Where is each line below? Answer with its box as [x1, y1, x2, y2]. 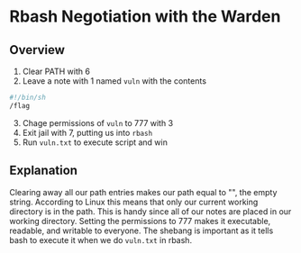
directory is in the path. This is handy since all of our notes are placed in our [9, 205, 292, 217]
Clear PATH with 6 [22, 66, 90, 77]
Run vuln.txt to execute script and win [22, 137, 169, 148]
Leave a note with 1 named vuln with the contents [22, 76, 207, 86]
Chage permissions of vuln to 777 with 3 [22, 117, 174, 128]
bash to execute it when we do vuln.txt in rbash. [9, 234, 192, 245]
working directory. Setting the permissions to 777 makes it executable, [9, 215, 271, 226]
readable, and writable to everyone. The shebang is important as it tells [9, 225, 274, 236]
